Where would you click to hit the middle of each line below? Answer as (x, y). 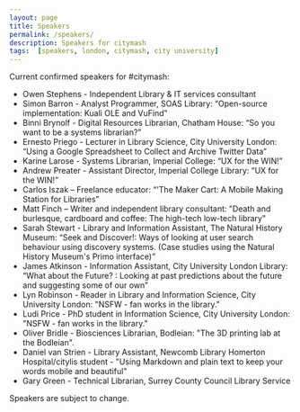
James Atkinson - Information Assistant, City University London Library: (155, 266)
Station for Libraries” (61, 200)
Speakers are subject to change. (70, 399)
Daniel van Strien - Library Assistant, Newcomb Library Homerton (144, 353)
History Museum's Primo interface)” (88, 256)
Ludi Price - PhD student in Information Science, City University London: (156, 314)
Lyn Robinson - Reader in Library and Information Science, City (139, 295)
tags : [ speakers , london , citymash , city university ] (114, 51)
